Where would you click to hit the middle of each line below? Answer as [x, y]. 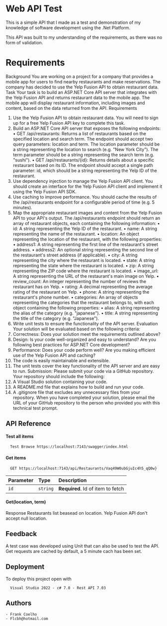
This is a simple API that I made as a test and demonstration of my [73, 22]
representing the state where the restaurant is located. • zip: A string [83, 265]
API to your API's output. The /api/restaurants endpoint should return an [86, 218]
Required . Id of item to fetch [91, 488]
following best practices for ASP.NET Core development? [71, 345]
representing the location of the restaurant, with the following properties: [87, 239]
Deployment [25, 567]
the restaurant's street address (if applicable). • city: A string [75, 255]
